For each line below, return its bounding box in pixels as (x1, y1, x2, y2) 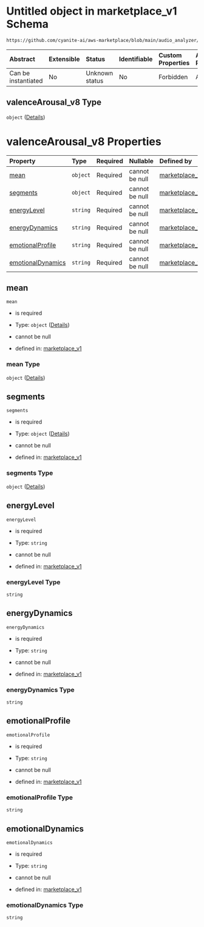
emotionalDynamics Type (6, 901, 84, 909)
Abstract (9, 55, 35, 63)
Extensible (48, 55, 80, 63)
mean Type (6, 360, 41, 369)
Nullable (129, 156, 154, 165)
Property (9, 156, 36, 165)
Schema (6, 17, 49, 31)
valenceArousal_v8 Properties (6, 135, 162, 149)
